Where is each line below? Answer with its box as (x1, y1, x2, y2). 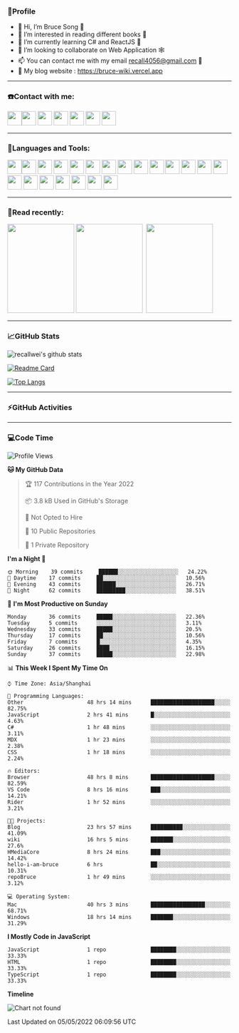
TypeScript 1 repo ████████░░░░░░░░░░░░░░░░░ (7, 971, 231, 979)
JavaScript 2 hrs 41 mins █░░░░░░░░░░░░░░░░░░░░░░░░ (7, 711, 231, 719)
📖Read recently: (7, 207, 64, 217)
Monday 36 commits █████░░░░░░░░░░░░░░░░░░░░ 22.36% (7, 613, 205, 621)
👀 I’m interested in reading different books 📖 (17, 30, 147, 38)
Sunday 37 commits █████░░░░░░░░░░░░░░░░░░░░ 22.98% (7, 651, 205, 658)
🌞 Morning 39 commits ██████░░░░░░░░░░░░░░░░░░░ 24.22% (7, 568, 208, 576)
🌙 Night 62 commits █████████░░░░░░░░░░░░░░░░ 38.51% (7, 587, 205, 595)
